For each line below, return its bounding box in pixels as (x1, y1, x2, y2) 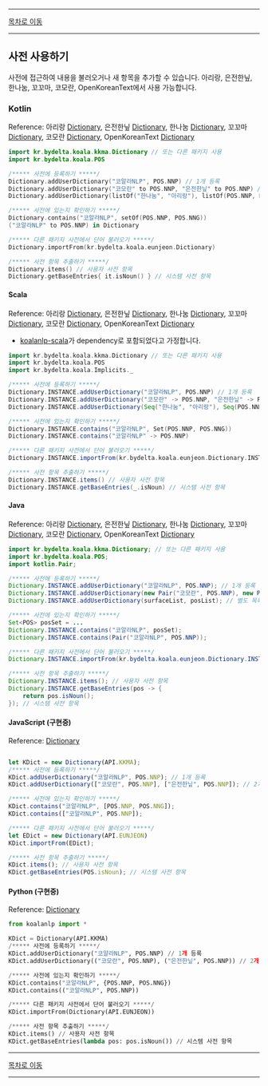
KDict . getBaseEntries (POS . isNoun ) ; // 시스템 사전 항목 (8, 868, 186, 877)
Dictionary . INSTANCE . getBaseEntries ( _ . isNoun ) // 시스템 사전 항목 (8, 483, 226, 491)
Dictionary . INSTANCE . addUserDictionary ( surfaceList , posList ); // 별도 (8, 597, 249, 605)
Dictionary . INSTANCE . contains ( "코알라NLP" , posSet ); (8, 626, 182, 634)
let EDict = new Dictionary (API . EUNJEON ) (8, 831, 148, 839)
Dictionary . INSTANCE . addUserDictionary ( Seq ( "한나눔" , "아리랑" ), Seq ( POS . (8, 402, 253, 411)
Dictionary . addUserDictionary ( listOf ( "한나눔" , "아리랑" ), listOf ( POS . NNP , (8, 192, 256, 200)
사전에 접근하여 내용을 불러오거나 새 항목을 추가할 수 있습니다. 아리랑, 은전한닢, (8, 73, 253, 82)
